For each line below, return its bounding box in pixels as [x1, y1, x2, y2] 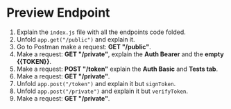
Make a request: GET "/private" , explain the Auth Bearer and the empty [16, 50, 224, 58]
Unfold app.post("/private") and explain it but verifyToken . [16, 87, 189, 95]
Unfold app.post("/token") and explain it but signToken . [16, 79, 176, 87]
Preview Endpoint [6, 5, 110, 21]
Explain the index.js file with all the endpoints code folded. [16, 28, 187, 36]
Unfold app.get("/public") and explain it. [16, 35, 135, 43]
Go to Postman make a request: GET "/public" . [16, 42, 151, 51]
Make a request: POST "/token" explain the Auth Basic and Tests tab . [16, 65, 219, 73]
